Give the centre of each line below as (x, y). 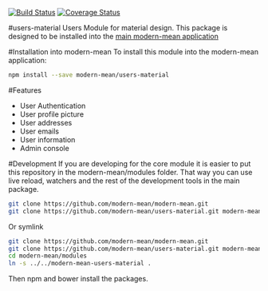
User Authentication (53, 106)
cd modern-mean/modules (48, 256)
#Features (25, 90)
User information (47, 139)
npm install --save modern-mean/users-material (89, 75)
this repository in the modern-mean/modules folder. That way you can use (130, 172)
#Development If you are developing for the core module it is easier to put (130, 163)
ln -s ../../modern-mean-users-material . (80, 264)
